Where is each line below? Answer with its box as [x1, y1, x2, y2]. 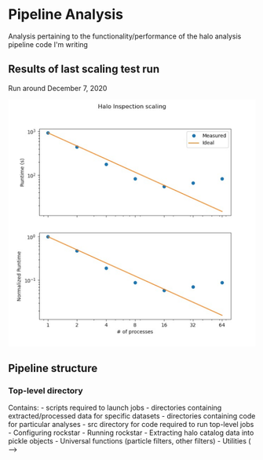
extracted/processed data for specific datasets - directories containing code [8, 411, 256, 421]
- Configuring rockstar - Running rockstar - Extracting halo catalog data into [8, 428, 254, 437]
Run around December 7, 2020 [8, 83, 108, 93]
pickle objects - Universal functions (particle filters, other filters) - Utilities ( [8, 436, 251, 446]
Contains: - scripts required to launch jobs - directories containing [8, 403, 222, 413]
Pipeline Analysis [8, 5, 124, 24]
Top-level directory [8, 385, 84, 396]
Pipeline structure [8, 362, 98, 375]
